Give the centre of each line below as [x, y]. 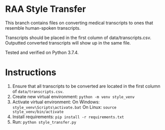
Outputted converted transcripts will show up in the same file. [68, 43]
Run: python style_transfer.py [44, 122]
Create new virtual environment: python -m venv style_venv [73, 96]
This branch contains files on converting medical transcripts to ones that [79, 23]
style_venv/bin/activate [38, 112]
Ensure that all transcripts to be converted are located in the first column [86, 86]
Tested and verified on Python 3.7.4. [42, 52]
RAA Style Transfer [46, 9]
